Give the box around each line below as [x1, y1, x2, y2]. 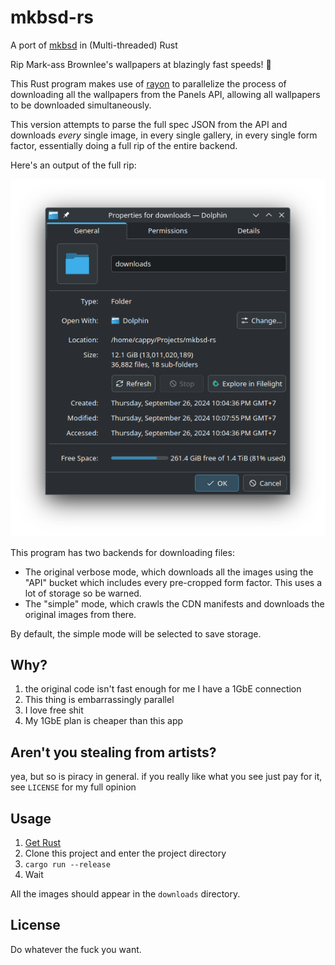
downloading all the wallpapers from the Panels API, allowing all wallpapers [10, 88, 321, 100]
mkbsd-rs [10, 6, 94, 29]
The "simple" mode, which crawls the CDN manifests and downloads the [24, 597, 325, 610]
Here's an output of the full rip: [10, 159, 137, 171]
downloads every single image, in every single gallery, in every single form [10, 129, 318, 141]
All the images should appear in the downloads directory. [10, 887, 241, 900]
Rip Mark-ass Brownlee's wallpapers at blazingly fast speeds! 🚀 [10, 58, 272, 70]
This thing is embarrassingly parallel [24, 694, 175, 706]
